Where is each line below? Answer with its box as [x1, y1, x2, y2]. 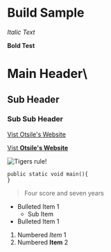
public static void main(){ [7, 171, 89, 178]
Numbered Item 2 [17, 238, 69, 246]
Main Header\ [7, 66, 88, 81]
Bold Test [7, 41, 35, 49]
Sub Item [27, 210, 54, 218]
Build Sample [7, 5, 85, 21]
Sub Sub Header [7, 114, 64, 124]
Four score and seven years [24, 189, 104, 197]
